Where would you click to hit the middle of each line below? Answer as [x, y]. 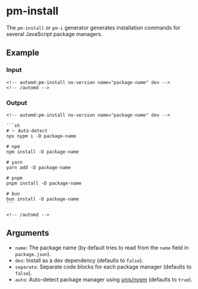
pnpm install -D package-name [44, 183]
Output [17, 103]
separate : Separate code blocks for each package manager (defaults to [103, 267]
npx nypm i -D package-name [41, 136]
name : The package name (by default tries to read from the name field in [102, 248]
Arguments [28, 233]
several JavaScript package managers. [55, 34]
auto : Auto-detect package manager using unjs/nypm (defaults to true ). [104, 279]
